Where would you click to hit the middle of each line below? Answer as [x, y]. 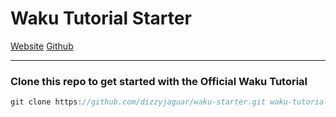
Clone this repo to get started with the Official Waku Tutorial [159, 81]
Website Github [42, 46]
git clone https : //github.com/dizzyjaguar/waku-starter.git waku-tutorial [169, 102]
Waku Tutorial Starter [101, 18]
